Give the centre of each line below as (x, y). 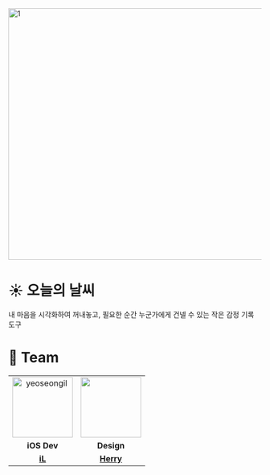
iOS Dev (43, 445)
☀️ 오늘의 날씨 (51, 291)
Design (111, 445)
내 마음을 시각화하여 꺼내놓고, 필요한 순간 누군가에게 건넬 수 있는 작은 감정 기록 (131, 314)
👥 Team (34, 358)
